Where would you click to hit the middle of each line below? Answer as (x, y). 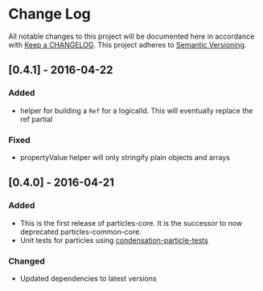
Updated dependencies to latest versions (88, 278)
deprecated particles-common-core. (81, 232)
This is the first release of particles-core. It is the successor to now (131, 223)
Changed (27, 260)
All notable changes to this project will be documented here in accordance (131, 36)
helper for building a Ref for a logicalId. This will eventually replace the (136, 110)
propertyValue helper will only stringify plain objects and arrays (125, 157)
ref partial (36, 119)
